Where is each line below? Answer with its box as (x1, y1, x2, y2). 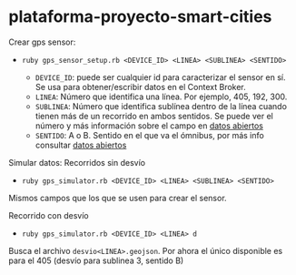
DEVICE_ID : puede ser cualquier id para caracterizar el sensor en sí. (35, 71, 286, 83)
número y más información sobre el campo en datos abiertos (35, 120, 264, 131)
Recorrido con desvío (8, 209, 89, 220)
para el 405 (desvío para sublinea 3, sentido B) (8, 255, 184, 266)
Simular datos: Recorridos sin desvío (8, 157, 146, 168)
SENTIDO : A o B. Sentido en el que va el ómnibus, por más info (35, 129, 264, 140)
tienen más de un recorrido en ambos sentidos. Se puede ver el (35, 110, 273, 121)
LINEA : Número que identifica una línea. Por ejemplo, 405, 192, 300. (35, 91, 288, 102)
